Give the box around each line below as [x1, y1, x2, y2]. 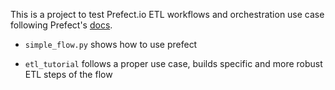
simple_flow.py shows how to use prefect [24, 39, 198, 50]
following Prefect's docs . [10, 19, 113, 31]
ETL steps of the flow [24, 69, 113, 80]
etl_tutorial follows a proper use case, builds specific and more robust [24, 58, 323, 69]
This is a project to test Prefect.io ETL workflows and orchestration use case [10, 9, 325, 20]
